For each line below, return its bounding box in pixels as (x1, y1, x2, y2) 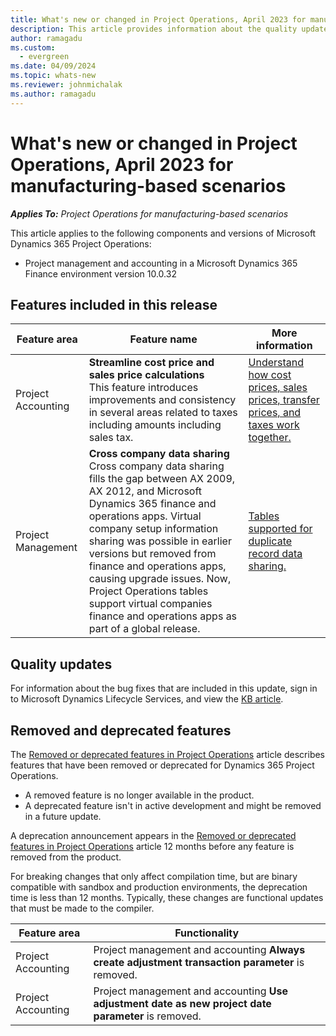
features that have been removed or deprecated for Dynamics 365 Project (10, 759, 315, 771)
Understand (248, 356, 305, 370)
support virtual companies (88, 597, 213, 611)
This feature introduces (88, 381, 199, 395)
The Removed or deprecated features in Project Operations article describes (10, 749, 326, 760)
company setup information (88, 522, 219, 536)
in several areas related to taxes (88, 406, 238, 420)
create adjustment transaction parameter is (93, 956, 305, 969)
